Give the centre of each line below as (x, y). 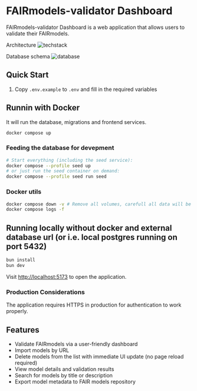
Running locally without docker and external (89, 228)
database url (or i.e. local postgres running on (92, 237)
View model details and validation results (64, 369)
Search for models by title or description (64, 375)
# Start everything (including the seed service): (70, 160)
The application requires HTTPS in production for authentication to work (94, 305)
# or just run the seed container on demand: (63, 171)
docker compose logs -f (35, 210)
